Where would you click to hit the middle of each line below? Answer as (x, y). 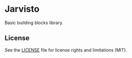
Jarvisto (22, 9)
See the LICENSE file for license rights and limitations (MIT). (66, 50)
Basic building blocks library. (34, 23)
